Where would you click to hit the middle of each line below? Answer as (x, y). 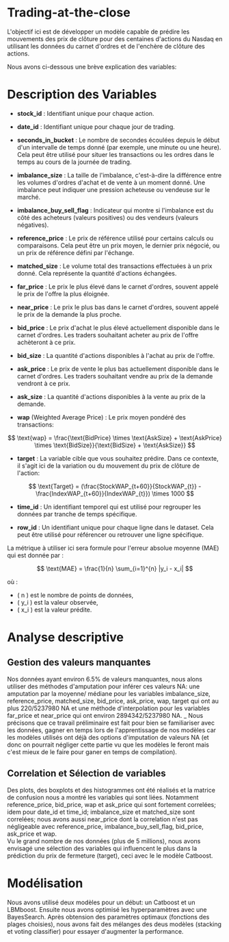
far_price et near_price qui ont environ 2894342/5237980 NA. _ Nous (105, 715)
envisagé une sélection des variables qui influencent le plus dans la (102, 848)
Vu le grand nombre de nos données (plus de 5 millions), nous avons (104, 841)
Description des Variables (82, 95)
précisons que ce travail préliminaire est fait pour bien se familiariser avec (111, 723)
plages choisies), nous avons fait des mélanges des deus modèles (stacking (114, 924)
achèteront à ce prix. (46, 342)
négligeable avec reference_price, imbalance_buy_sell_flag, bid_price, (105, 826)
